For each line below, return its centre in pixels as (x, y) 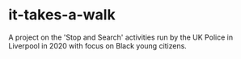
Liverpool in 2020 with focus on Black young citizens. (98, 45)
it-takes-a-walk (62, 15)
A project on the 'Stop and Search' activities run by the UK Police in (120, 37)
